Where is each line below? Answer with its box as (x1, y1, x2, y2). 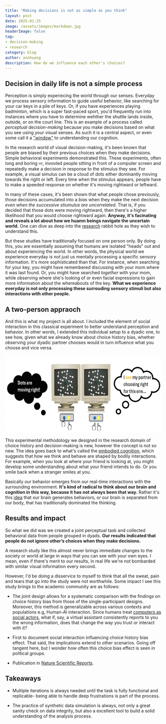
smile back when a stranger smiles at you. (5, 469, 91, 475)
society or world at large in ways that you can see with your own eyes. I (5, 553, 151, 559)
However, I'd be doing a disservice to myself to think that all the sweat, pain (5, 573, 160, 579)
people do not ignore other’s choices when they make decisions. (5, 538, 141, 544)
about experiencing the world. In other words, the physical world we (5, 248, 145, 254)
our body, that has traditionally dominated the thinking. (5, 500, 117, 505)
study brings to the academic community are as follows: (5, 583, 120, 589)
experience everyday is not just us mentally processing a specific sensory (5, 254, 157, 260)
